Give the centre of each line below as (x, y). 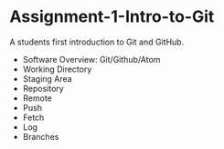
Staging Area (47, 78)
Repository (43, 88)
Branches (41, 136)
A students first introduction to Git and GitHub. (97, 42)
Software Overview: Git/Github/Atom (91, 59)
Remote (37, 98)
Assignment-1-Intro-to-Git (112, 17)
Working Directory (57, 69)
